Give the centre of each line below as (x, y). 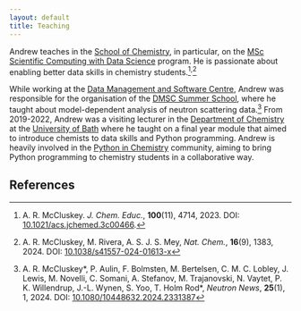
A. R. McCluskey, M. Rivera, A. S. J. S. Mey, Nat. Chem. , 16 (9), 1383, (148, 241)
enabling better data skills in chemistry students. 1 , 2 (103, 71)
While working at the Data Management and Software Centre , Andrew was (147, 89)
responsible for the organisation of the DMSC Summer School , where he (142, 98)
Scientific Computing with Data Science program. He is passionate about (144, 61)
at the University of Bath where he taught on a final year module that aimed (148, 128)
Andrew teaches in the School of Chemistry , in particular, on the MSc (137, 51)
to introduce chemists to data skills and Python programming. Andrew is (142, 138)
